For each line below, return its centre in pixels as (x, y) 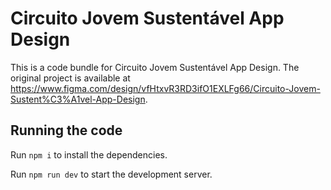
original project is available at (70, 78)
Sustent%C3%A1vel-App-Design (78, 99)
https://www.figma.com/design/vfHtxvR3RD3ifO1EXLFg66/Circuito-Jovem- (165, 88)
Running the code (66, 130)
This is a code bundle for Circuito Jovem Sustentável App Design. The (155, 67)
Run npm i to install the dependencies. (89, 154)
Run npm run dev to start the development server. (111, 174)
